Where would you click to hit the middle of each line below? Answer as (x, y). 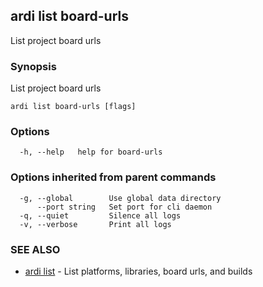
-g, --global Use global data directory (120, 198)
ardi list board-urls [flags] (73, 107)
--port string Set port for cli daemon (124, 207)
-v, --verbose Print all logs (95, 224)
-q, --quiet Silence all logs (100, 215)
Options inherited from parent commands (113, 177)
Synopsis (33, 66)
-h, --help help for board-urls (91, 152)
